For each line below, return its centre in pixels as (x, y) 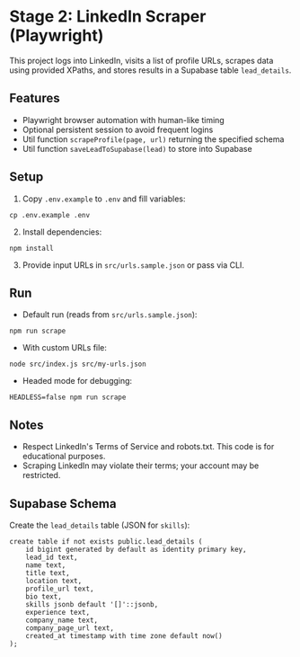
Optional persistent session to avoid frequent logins (118, 129)
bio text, (44, 597)
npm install (31, 248)
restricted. (41, 475)
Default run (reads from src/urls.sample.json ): (110, 315)
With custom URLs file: (65, 348)
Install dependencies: (62, 232)
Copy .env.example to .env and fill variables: (104, 199)
